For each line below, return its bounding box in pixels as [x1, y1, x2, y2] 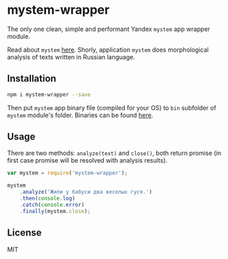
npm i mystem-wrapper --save [7, 91, 91, 98]
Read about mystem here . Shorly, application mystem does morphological [7, 45, 209, 54]
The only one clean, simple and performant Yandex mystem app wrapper [7, 25, 211, 33]
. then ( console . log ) [19, 195, 76, 202]
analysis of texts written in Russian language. [7, 52, 136, 61]
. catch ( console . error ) [19, 201, 85, 208]
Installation [7, 73, 56, 85]
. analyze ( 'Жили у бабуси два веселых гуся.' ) [19, 189, 153, 196]
